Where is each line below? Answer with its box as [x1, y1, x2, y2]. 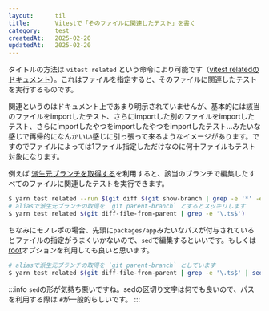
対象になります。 [8, 151, 64, 161]
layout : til [8, 11, 66, 20]
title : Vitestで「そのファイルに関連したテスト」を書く [8, 19, 196, 27]
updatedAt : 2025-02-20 [8, 42, 91, 50]
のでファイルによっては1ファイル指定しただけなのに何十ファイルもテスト [14, 142, 256, 151]
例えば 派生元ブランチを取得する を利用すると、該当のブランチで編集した [8, 169, 249, 179]
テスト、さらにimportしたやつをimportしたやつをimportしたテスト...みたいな [8, 122, 261, 131]
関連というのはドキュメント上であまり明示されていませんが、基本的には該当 [8, 102, 260, 111]
